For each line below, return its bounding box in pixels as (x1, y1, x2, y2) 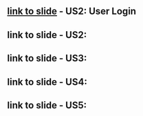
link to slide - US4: (7, 76, 87, 88)
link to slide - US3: (7, 52, 87, 64)
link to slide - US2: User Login (7, 6, 136, 17)
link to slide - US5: (7, 99, 87, 111)
